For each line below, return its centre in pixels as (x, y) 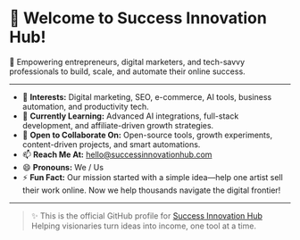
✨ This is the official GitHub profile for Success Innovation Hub (147, 215)
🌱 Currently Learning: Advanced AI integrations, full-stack (130, 116)
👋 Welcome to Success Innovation (138, 18)
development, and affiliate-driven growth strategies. (118, 125)
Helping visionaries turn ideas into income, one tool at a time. (144, 226)
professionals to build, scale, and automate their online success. (127, 71)
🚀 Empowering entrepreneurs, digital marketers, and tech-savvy (127, 62)
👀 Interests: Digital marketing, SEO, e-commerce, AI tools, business (147, 96)
